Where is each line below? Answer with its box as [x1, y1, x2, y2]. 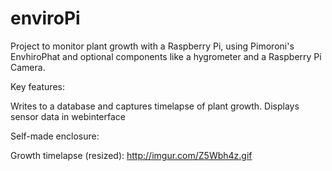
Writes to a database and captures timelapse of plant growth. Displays [10, 100, 300, 112]
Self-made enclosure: [10, 130, 100, 142]
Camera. [10, 61, 46, 73]
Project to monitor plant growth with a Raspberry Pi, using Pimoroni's [10, 40, 295, 52]
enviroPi [10, 7, 81, 30]
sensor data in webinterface [10, 110, 126, 122]
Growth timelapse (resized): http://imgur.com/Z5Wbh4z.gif [10, 149, 253, 161]
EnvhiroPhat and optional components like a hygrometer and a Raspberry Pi [10, 50, 322, 62]
